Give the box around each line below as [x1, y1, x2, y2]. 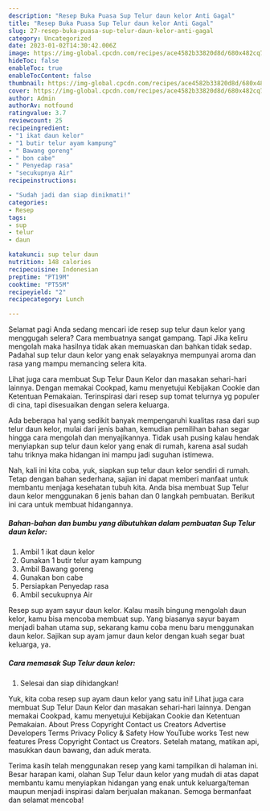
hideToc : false [8, 57, 59, 65]
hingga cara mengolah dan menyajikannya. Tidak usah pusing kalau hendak [8, 432, 260, 443]
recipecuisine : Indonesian [8, 265, 99, 274]
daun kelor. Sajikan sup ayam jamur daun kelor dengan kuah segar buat [8, 631, 245, 641]
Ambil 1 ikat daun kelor [19, 547, 95, 557]
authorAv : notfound [8, 101, 74, 110]
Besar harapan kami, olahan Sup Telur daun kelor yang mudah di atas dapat [8, 770, 260, 780]
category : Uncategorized [8, 34, 92, 43]
